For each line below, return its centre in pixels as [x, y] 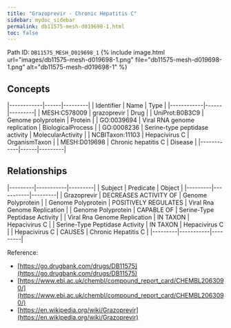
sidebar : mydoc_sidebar [41, 20]
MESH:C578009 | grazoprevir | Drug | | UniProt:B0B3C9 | [122, 113]
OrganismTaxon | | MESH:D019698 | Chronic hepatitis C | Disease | [102, 142]
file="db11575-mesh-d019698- [179, 60]
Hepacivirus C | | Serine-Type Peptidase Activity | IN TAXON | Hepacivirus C [115, 224]
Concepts [29, 89]
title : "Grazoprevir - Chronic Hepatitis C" [72, 13]
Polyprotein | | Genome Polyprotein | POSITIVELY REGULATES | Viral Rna [111, 202]
